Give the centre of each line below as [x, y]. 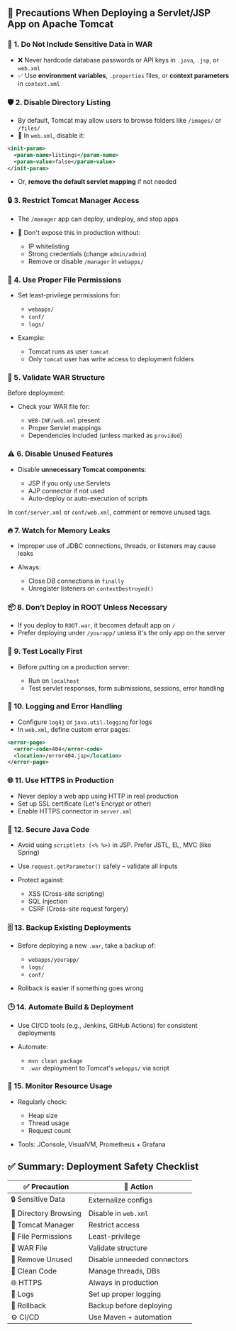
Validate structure [118, 1248]
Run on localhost [54, 680]
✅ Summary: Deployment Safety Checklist [103, 1167]
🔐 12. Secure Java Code [49, 829]
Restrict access [114, 1225]
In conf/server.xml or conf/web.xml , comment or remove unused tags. [109, 512]
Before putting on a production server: [73, 667]
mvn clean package [55, 1061]
